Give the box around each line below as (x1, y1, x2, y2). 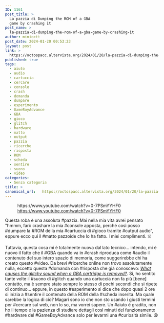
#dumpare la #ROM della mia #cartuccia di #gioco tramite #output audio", (5, 228, 154, 233)
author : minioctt (5, 35, 41, 40)
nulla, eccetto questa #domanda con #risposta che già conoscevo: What (5, 265, 151, 271)
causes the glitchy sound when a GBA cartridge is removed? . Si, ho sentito (5, 270, 156, 277)
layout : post (5, 44, 32, 48)
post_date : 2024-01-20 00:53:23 (5, 39, 71, 44)
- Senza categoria (9, 180, 47, 185)
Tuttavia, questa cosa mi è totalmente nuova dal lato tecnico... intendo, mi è (5, 244, 157, 250)
